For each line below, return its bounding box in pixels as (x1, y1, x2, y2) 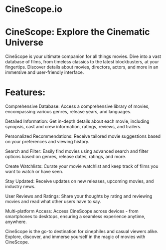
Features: (5, 87, 46, 98)
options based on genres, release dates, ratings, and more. (5, 154, 127, 160)
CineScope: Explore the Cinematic (5, 26, 150, 38)
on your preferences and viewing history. (5, 139, 90, 145)
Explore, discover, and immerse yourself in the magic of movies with (5, 234, 146, 240)
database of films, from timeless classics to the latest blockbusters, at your (5, 59, 160, 65)
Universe (5, 37, 44, 48)
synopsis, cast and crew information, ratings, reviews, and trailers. (5, 124, 142, 130)
